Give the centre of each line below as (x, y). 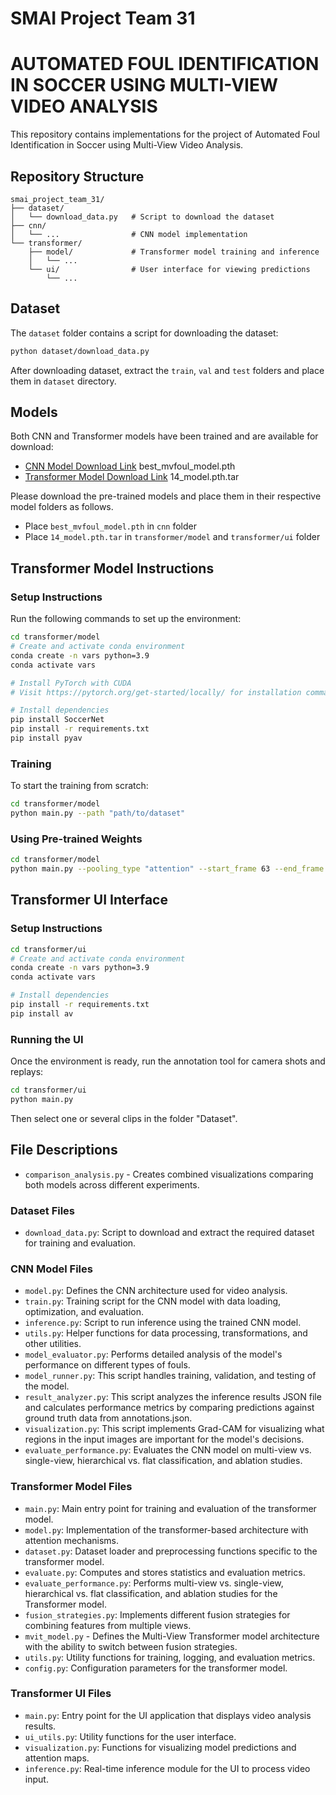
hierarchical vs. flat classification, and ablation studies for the (151, 1593)
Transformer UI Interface (89, 900)
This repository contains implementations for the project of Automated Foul (165, 134)
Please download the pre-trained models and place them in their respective (166, 496)
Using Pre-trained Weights (76, 839)
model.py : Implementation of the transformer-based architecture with (166, 1529)
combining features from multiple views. (108, 1625)
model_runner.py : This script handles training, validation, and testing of (170, 1376)
